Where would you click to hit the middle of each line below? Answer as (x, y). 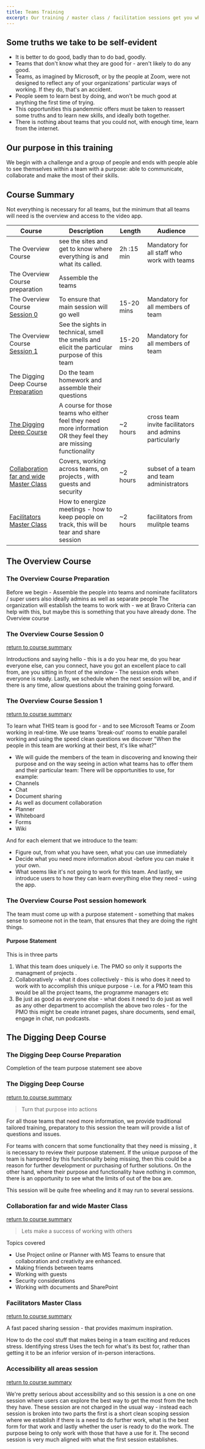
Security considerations (45, 1281)
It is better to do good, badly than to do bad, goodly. (81, 57)
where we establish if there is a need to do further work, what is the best (98, 1420)
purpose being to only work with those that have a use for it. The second (98, 1433)
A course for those (85, 405)
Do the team (77, 372)
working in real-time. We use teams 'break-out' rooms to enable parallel (97, 732)
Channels (27, 783)
